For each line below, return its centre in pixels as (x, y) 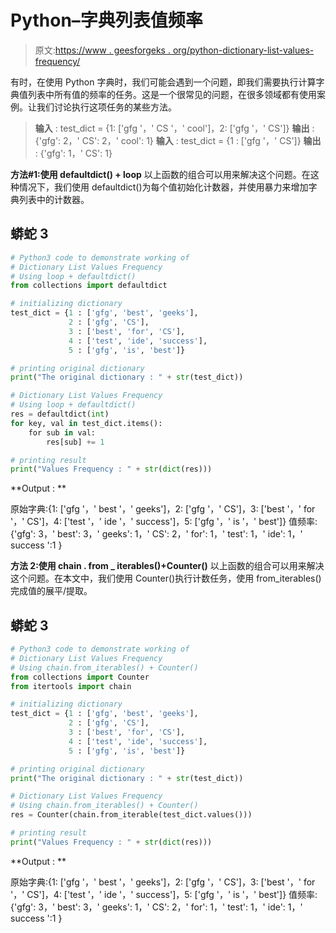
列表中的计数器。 (54, 199)
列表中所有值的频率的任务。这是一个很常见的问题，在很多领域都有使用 (172, 94)
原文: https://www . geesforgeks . (102, 50)
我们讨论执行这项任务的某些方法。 (106, 107)
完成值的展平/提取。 (51, 591)
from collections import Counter (80, 677)
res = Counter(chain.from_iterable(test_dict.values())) (131, 815)
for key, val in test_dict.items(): (86, 423)
